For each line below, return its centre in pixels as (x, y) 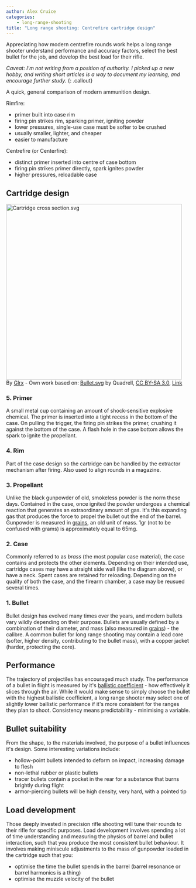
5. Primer (19, 397)
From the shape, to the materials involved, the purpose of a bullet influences (98, 743)
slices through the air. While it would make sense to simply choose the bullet (98, 692)
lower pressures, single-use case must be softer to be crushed (90, 127)
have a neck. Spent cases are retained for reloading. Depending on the (91, 575)
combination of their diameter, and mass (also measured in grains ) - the (92, 628)
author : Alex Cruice (31, 11)
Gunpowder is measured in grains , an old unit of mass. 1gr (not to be (89, 522)
